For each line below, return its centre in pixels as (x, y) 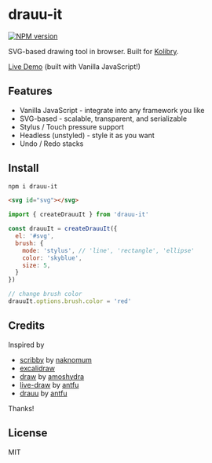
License (28, 433)
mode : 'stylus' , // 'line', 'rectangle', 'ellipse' (108, 250)
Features (30, 91)
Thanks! (21, 408)
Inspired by (26, 345)
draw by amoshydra (52, 376)
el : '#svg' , (35, 236)
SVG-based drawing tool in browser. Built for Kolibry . (93, 51)
